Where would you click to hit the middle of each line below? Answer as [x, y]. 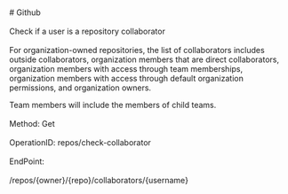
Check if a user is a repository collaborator [88, 31]
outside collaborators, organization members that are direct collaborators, [144, 59]
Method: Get [32, 124]
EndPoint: [27, 161]
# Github [25, 12]
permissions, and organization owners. [80, 88]
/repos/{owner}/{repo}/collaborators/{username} [99, 180]
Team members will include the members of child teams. [113, 105]
